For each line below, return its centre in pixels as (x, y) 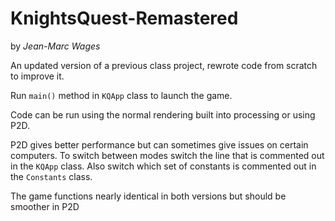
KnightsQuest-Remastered (124, 18)
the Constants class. (51, 176)
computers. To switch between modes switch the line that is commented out (167, 155)
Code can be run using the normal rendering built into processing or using (163, 114)
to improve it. (37, 76)
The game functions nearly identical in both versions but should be (148, 196)
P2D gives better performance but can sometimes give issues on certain (159, 144)
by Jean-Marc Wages (55, 46)
